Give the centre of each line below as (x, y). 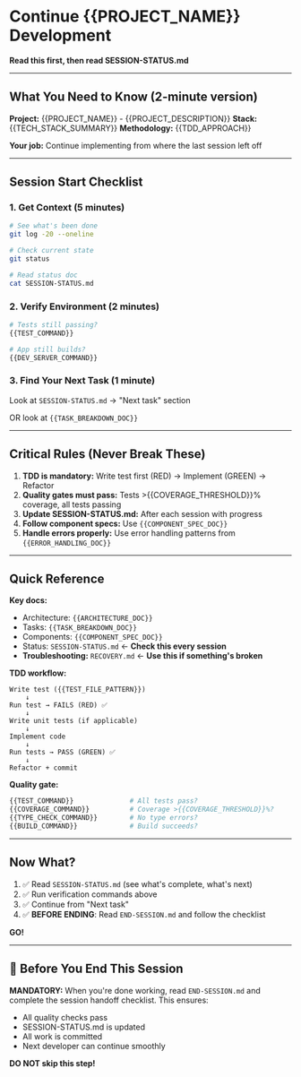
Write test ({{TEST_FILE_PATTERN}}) (77, 690)
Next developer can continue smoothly (94, 1046)
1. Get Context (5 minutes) (67, 208)
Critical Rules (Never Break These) (107, 454)
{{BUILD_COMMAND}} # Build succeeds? (104, 826)
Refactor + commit (43, 768)
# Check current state (52, 251)
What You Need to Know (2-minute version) (133, 97)
